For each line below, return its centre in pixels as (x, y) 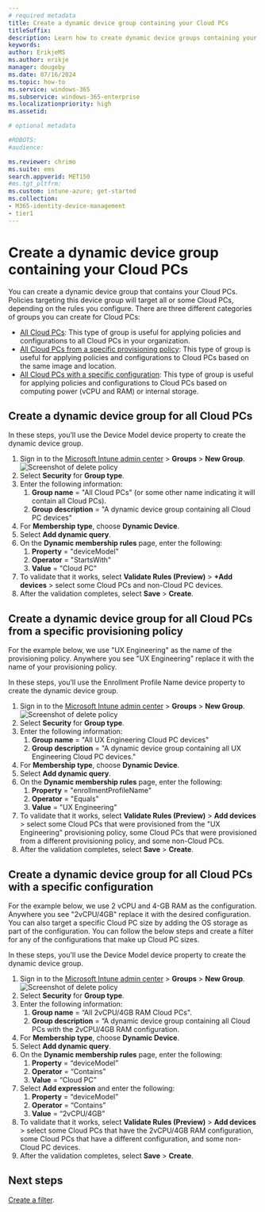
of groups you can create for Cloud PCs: (74, 316)
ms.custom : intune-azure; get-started (72, 191)
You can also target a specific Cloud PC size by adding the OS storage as (128, 922)
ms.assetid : (28, 112)
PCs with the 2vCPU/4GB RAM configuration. (106, 1029)
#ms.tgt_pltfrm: (35, 184)
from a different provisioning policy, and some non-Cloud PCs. (122, 841)
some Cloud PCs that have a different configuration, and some (122, 1139)
